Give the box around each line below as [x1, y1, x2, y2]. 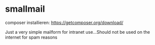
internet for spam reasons [5, 34, 57, 40]
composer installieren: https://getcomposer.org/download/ [5, 20, 124, 25]
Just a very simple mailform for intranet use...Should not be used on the [5, 29, 151, 35]
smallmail [5, 3, 45, 15]
